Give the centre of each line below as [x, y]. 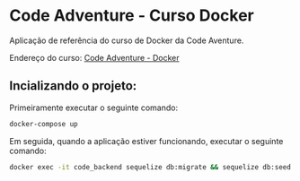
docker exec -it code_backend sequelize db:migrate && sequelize [134, 167]
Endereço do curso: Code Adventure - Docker [94, 57]
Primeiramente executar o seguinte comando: [94, 108]
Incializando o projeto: [73, 86]
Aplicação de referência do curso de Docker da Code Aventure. [127, 40]
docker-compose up [44, 124]
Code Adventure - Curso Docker [132, 16]
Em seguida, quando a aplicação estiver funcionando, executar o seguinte [146, 141]
